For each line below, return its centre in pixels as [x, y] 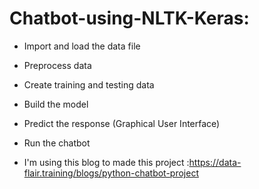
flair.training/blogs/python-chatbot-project [111, 173]
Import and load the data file [82, 46]
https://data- [215, 162]
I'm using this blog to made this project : [106, 162]
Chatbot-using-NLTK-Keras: [129, 18]
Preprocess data [57, 65]
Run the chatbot [57, 143]
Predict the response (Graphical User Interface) [122, 123]
